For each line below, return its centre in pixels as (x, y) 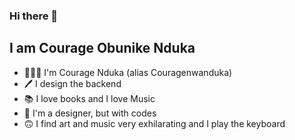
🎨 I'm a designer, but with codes (90, 113)
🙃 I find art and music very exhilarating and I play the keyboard (154, 123)
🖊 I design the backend (72, 83)
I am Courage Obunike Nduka (102, 48)
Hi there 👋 (34, 16)
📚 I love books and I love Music (89, 98)
